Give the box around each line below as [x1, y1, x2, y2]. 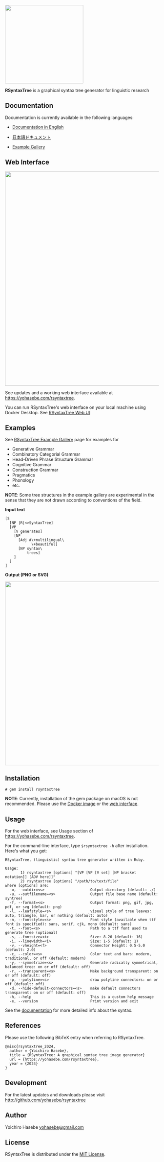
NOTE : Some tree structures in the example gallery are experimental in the [5, 492, 155, 498]
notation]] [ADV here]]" [5, 875, 56, 879]
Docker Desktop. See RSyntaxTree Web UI [5, 409, 90, 415]
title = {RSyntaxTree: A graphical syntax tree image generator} [9, 1052, 145, 1057]
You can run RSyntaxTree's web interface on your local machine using [5, 404, 146, 410]
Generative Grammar [12, 446, 55, 452]
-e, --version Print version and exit [9, 999, 139, 1004]
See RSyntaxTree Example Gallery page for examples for [5, 437, 119, 443]
